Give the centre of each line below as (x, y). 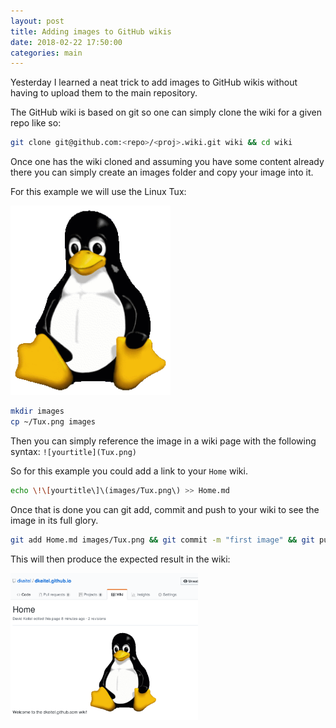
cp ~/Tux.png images (53, 422)
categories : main (46, 53)
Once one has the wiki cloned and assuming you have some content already (167, 162)
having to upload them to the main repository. (104, 93)
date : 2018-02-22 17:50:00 (66, 42)
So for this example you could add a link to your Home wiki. (129, 471)
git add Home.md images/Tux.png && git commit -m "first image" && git (162, 540)
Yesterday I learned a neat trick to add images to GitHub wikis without (154, 82)
